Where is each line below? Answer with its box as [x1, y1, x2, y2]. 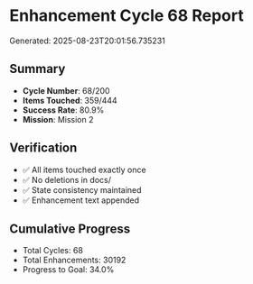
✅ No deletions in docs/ [22, 174, 111, 185]
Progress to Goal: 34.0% [22, 264, 115, 275]
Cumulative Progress [9, 221, 131, 236]
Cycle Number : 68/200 [22, 85, 110, 96]
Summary [9, 61, 66, 77]
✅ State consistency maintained [22, 184, 142, 195]
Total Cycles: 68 [22, 245, 84, 256]
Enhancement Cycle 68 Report [9, 5, 244, 26]
